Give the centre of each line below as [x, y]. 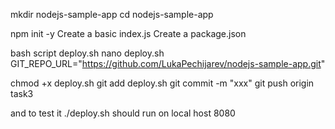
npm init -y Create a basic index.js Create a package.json [128, 33]
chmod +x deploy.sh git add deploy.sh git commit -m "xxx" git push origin [162, 83]
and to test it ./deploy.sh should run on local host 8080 [123, 113]
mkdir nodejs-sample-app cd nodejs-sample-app [112, 14]
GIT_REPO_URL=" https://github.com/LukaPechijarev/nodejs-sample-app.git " [168, 63]
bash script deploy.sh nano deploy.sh [87, 53]
